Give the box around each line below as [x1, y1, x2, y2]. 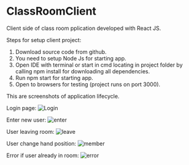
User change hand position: [6, 139, 77, 147]
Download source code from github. [15, 48, 107, 56]
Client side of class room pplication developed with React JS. [6, 24, 161, 32]
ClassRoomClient [6, 4, 97, 18]
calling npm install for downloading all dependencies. [15, 67, 150, 75]
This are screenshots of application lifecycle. [6, 92, 120, 100]
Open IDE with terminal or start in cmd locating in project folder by [15, 61, 183, 68]
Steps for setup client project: [6, 36, 82, 43]
